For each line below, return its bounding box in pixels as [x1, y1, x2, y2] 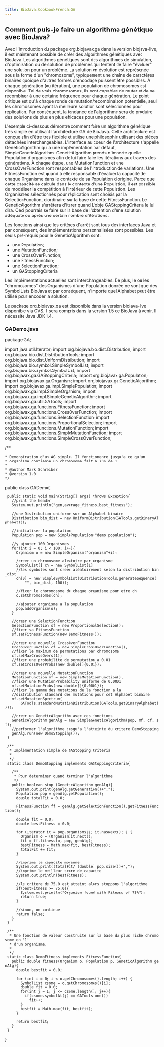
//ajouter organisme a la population [16, 601, 93, 607]
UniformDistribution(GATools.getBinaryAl [72, 515, 159, 521]
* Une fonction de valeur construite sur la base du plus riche [9, 933, 143, 938]
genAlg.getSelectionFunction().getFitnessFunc [62, 804, 159, 809]
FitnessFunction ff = [16, 804, 60, 809]
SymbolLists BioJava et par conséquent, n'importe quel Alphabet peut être [5, 288, 156, 294]
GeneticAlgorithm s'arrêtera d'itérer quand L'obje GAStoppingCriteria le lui [5, 202, 155, 208]
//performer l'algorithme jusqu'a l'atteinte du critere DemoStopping [11, 726, 159, 731]
